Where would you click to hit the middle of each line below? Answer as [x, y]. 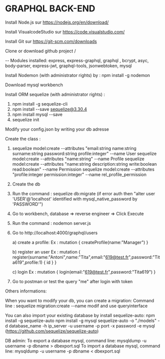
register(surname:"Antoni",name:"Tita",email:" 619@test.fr [70, 257]
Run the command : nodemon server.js [51, 223]
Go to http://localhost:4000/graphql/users [55, 233]
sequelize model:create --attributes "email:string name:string [74, 148]
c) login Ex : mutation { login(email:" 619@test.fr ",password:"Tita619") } [84, 272]
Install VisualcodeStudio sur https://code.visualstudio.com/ [65, 32]
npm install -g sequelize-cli [40, 104]
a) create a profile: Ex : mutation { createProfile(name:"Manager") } [80, 242]
